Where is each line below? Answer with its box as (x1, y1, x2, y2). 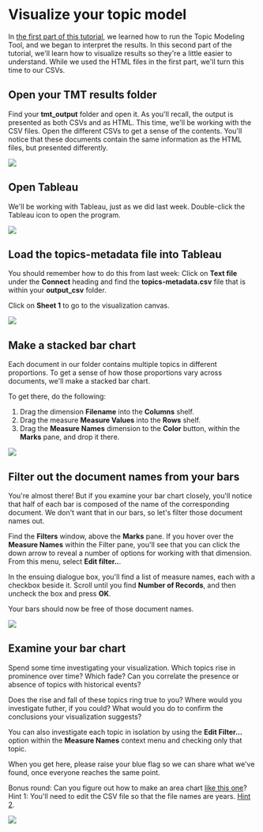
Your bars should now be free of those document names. (8, 604, 194, 614)
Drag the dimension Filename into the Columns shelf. (19, 407, 195, 417)
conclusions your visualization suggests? (8, 712, 142, 721)
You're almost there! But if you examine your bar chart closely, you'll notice (8, 491, 253, 500)
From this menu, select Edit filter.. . (8, 557, 122, 566)
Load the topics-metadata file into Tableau (8, 248, 223, 261)
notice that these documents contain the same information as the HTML (8, 134, 242, 144)
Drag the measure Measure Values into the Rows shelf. (19, 415, 201, 425)
